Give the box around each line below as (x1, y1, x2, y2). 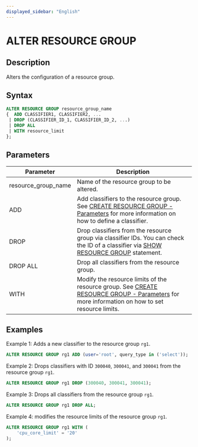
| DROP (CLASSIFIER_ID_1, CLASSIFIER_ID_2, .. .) (8, 117, 131, 123)
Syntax (6, 90, 33, 101)
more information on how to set (77, 297, 164, 305)
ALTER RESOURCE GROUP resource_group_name (6, 106, 112, 112)
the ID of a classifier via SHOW (77, 241, 162, 249)
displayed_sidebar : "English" (6, 8, 81, 15)
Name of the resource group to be (77, 177, 171, 186)
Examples (6, 325, 43, 335)
